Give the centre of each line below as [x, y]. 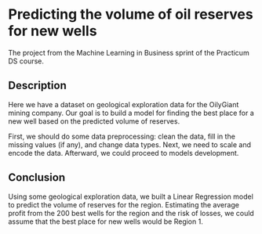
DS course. [26, 61]
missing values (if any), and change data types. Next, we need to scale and [129, 144]
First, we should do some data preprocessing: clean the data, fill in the [122, 136]
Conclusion [37, 178]
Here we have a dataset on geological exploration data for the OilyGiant [124, 104]
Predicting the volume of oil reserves [131, 14]
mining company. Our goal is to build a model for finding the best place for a [131, 113]
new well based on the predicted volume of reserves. [94, 121]
